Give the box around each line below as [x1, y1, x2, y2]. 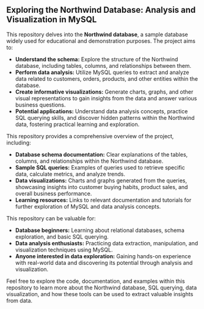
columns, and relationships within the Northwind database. [15, 157, 164, 165]
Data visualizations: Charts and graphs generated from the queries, [15, 177, 188, 184]
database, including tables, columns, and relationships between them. [15, 62, 192, 69]
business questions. [15, 101, 66, 108]
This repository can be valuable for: [6, 214, 96, 222]
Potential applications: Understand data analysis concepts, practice [15, 107, 188, 115]
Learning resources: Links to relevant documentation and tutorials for [15, 196, 192, 204]
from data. [6, 297, 32, 304]
